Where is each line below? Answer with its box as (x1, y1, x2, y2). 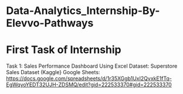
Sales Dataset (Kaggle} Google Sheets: (6, 69, 100, 76)
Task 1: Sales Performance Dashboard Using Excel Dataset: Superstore (6, 62, 178, 69)
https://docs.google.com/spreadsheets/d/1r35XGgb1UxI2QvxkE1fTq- (6, 75, 172, 82)
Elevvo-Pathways (6, 16, 94, 30)
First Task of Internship (6, 43, 121, 57)
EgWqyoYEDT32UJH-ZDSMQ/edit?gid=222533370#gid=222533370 (6, 81, 172, 88)
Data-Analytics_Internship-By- (6, 4, 160, 18)
